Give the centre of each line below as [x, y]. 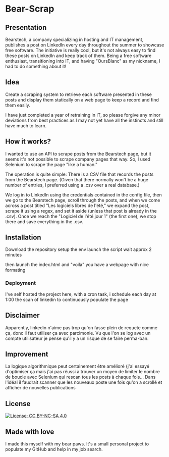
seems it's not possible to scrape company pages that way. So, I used [78, 159]
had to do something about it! [36, 66]
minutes [14, 255]
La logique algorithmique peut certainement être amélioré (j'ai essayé [77, 366]
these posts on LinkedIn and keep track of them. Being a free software [78, 56]
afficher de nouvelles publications [40, 388]
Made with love [30, 431]
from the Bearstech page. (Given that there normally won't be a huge [77, 179]
